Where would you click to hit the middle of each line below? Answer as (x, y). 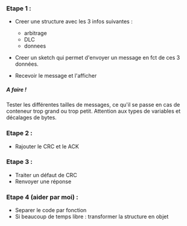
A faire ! (17, 89)
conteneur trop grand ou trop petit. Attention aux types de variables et (93, 111)
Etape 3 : (20, 162)
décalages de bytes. (32, 118)
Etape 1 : (19, 8)
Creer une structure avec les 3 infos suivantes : (74, 22)
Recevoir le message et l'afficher (56, 76)
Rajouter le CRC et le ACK (47, 146)
